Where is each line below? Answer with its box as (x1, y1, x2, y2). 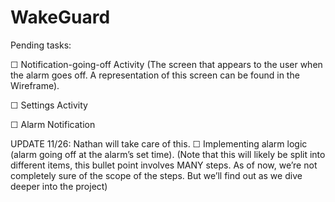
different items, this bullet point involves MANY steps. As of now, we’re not (10, 159, 318, 171)
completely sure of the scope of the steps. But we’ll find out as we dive (10, 169, 303, 181)
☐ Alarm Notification (10, 118, 96, 130)
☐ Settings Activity (10, 99, 88, 111)
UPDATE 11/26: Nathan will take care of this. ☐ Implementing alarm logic (10, 137, 308, 150)
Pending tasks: (10, 39, 72, 51)
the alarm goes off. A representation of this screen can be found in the (10, 69, 300, 81)
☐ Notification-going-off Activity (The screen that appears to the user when (10, 58, 323, 70)
